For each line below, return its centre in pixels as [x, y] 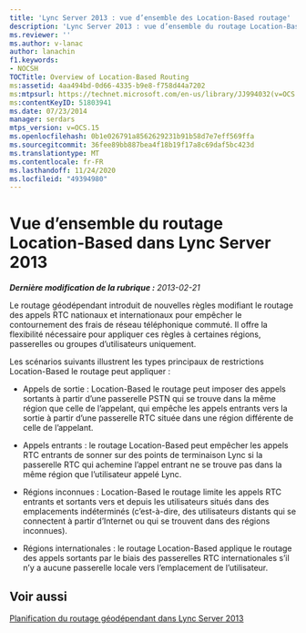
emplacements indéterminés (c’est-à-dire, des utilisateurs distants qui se [159, 512]
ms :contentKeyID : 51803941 [61, 102]
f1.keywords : [34, 60]
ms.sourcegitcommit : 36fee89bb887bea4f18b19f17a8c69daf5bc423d [132, 145]
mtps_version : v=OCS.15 [55, 128]
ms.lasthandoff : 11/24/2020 [63, 170]
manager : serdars [42, 119]
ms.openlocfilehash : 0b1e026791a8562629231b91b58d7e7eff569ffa [132, 137]
